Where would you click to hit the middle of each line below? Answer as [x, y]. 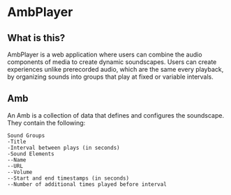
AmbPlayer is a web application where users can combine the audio [105, 54]
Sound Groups [26, 135]
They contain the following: [46, 123]
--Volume [20, 172]
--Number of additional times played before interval [87, 184]
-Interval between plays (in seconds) [64, 148]
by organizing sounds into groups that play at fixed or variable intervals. [111, 77]
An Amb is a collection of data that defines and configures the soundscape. [116, 115]
